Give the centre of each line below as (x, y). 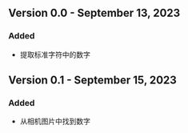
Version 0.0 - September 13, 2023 (94, 13)
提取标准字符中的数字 (55, 54)
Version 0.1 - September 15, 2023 (93, 81)
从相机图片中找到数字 (55, 121)
